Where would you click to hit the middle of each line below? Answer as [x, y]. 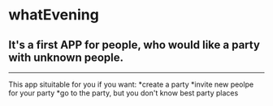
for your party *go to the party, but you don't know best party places [123, 93]
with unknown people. [66, 57]
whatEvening [54, 15]
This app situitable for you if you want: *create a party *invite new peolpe [131, 84]
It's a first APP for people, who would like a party [134, 45]
